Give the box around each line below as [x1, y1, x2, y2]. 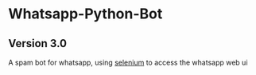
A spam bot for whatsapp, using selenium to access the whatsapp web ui [8, 57, 248, 67]
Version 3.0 [8, 37, 68, 50]
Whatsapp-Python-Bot [8, 5, 163, 23]
